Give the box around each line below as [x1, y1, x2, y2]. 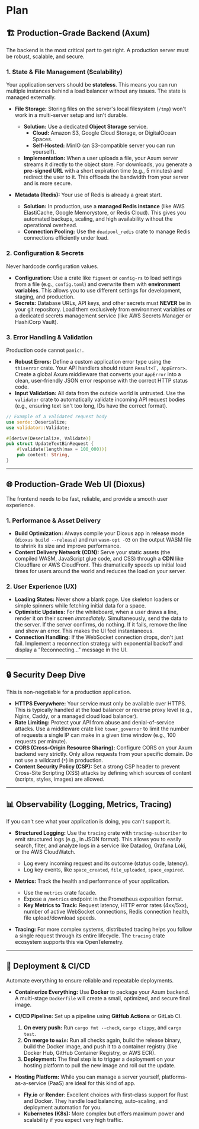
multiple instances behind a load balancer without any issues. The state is [6, 87, 187, 95]
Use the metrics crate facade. [23, 889, 97, 896]
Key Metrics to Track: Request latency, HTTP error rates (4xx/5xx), [23, 901, 188, 908]
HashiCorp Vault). [14, 318, 59, 325]
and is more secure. [23, 180, 72, 187]
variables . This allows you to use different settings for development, [14, 287, 182, 294]
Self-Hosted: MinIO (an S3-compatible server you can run [32, 142, 175, 149]
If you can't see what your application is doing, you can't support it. [6, 818, 171, 825]
